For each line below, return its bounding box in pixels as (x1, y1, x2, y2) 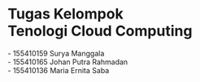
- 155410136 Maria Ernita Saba (7, 65, 110, 75)
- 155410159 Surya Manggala (7, 48, 105, 58)
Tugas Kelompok (7, 5, 124, 23)
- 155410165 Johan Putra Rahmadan (7, 57, 128, 67)
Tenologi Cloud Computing (7, 22, 193, 40)
